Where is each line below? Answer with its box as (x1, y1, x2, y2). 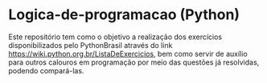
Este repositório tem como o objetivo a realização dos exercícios (8, 32, 223, 41)
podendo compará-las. (8, 65, 84, 75)
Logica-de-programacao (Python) (8, 6, 240, 24)
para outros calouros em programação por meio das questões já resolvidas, (8, 57, 260, 67)
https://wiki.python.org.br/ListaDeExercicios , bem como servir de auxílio (8, 49, 248, 58)
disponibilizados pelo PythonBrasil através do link (8, 40, 173, 49)
